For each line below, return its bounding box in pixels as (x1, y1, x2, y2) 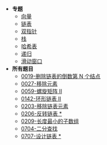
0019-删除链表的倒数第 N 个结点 (20, 72, 101, 80)
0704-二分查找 (20, 125, 58, 132)
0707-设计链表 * (20, 132, 61, 140)
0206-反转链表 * (20, 110, 62, 117)
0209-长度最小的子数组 (20, 117, 79, 125)
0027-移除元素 (20, 80, 58, 87)
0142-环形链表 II (20, 95, 61, 102)
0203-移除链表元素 (20, 102, 69, 110)
